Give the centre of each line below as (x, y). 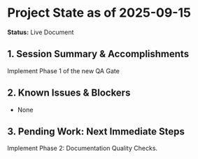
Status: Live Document (41, 32)
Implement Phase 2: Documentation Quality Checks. (83, 149)
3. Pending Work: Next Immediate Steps (96, 131)
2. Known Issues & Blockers (69, 93)
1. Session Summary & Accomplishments (98, 54)
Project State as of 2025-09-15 (99, 13)
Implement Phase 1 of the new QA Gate (64, 70)
